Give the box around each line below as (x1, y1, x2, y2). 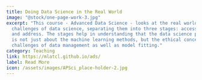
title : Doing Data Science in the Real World (6, 8, 122, 15)
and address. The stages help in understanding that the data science (11, 31, 192, 37)
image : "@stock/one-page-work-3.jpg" (6, 14, 101, 20)
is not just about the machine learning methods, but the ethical (11, 37, 182, 43)
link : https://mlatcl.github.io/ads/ (6, 54, 101, 60)
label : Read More (6, 59, 50, 65)
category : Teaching (6, 48, 55, 54)
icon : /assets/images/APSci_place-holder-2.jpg (6, 64, 128, 71)
